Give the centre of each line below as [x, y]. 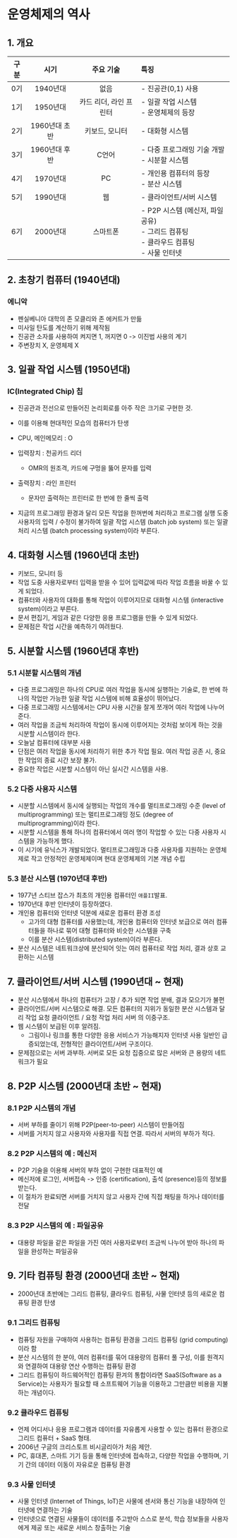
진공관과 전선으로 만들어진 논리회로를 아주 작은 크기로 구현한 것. [105, 408]
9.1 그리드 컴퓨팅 [34, 1323]
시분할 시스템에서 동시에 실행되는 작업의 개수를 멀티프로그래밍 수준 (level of [121, 806]
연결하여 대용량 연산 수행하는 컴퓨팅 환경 [81, 1366]
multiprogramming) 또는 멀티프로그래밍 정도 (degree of [96, 815]
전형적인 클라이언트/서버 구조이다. [107, 1044]
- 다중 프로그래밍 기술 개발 [183, 149]
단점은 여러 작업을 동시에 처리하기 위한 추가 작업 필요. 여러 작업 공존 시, [115, 751]
